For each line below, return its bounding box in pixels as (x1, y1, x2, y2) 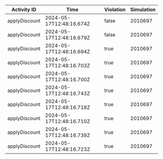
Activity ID (11, 6, 36, 13)
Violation (104, 6, 126, 13)
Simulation (130, 6, 156, 13)
